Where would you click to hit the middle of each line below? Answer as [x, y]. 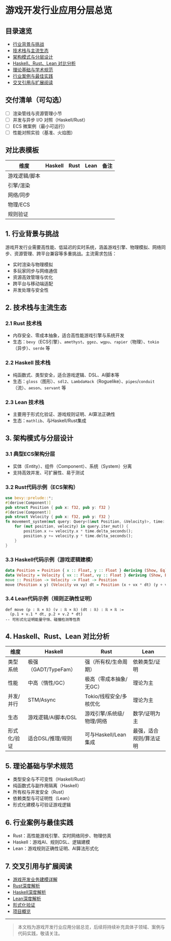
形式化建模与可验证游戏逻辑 [42, 805]
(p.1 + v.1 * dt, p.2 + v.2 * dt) [46, 614]
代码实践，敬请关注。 [40, 933]
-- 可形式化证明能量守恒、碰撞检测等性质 [43, 619]
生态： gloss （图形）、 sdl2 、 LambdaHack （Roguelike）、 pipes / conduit [84, 381]
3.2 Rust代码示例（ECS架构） [42, 487]
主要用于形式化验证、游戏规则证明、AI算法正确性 [64, 414]
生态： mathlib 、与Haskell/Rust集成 [49, 420]
